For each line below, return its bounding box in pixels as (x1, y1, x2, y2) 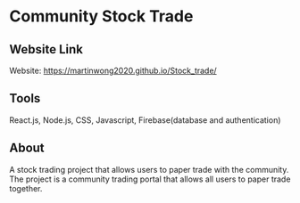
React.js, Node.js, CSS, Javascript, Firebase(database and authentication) (9, 114, 281, 126)
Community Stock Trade (9, 6, 194, 27)
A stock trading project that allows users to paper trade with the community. (9, 164, 289, 175)
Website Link (9, 42, 83, 57)
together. (9, 183, 43, 193)
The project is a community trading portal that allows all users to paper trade (9, 174, 291, 184)
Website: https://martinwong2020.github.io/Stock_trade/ (9, 65, 217, 76)
